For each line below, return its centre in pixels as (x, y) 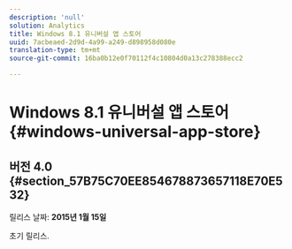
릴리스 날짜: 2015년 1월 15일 (58, 217)
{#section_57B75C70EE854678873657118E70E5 (146, 181)
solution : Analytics (47, 26)
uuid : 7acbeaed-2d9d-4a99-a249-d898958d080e (92, 42)
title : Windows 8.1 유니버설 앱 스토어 (75, 34)
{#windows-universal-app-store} (135, 132)
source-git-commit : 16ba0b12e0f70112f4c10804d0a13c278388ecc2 (126, 58)
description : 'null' (47, 17)
